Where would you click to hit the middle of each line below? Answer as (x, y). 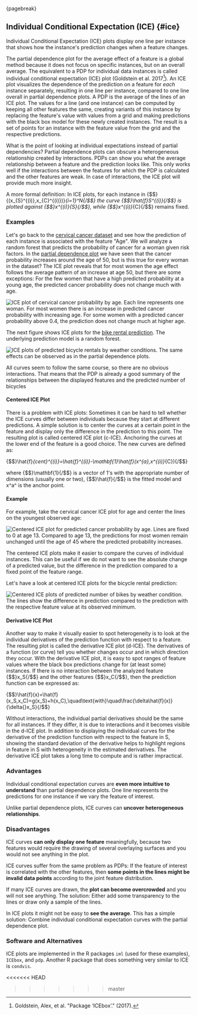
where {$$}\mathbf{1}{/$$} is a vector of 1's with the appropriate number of (98, 473)
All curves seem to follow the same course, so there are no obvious (87, 367)
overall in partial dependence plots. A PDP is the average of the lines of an (96, 97)
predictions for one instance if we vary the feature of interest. (80, 796)
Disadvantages (28, 829)
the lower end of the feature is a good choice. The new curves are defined (96, 444)
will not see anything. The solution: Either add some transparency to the (93, 895)
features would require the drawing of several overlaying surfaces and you (96, 848)
